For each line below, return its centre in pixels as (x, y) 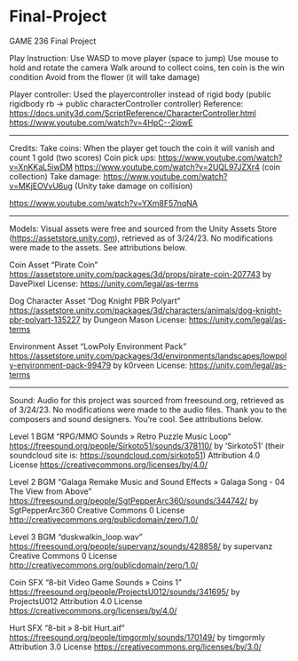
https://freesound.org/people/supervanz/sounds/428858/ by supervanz (141, 546)
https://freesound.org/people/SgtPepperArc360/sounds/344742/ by (134, 500)
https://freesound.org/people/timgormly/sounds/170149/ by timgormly (137, 637)
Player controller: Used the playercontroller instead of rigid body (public (141, 94)
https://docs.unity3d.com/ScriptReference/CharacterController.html (133, 113)
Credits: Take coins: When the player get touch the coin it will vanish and (142, 147)
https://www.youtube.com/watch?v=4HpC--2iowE (101, 123)
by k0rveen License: (150, 365)
